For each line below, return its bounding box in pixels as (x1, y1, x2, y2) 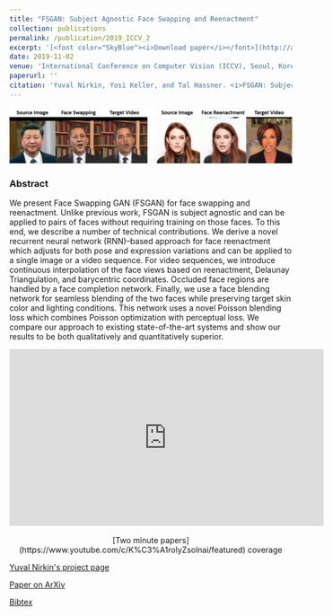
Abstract (9, 177, 49, 189)
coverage (247, 544, 283, 555)
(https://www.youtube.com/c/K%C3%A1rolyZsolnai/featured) (19, 544, 246, 555)
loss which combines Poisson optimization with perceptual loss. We (9, 312, 259, 322)
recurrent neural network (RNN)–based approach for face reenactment (9, 235, 271, 246)
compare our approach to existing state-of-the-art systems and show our (9, 321, 281, 332)
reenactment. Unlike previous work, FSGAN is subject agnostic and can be (9, 207, 285, 217)
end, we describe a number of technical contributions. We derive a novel (9, 225, 278, 237)
